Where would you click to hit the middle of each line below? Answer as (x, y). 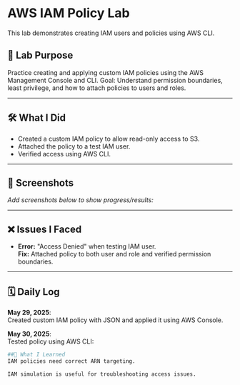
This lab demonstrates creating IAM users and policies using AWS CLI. (111, 33)
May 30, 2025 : (30, 334)
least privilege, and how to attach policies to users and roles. (97, 88)
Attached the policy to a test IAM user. (74, 146)
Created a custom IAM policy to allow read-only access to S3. (109, 139)
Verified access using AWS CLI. (64, 154)
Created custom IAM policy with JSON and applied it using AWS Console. (115, 320)
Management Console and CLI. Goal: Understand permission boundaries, (115, 80)
